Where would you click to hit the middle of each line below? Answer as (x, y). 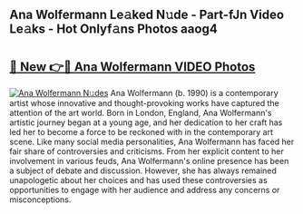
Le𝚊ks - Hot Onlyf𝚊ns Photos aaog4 (113, 29)
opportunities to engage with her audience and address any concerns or (145, 190)
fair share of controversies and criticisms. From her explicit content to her (147, 151)
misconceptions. (40, 199)
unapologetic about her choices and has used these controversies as (138, 180)
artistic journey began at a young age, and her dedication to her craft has (146, 122)
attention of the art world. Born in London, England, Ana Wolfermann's (141, 113)
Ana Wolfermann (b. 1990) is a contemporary (194, 93)
